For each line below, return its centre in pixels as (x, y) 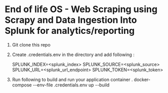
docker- (142, 79)
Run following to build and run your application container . (72, 79)
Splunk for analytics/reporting (70, 31)
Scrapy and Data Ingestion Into (71, 20)
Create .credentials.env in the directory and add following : (73, 55)
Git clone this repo (31, 44)
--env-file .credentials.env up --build (71, 85)
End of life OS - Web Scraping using (81, 9)
